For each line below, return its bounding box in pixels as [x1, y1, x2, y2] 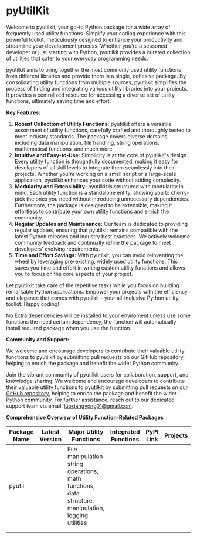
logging [67, 511, 89, 519]
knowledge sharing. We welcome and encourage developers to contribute [6, 377, 185, 384]
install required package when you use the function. [6, 324, 132, 331]
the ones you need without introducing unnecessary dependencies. [26, 195, 190, 202]
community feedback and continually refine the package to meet [14, 239, 171, 246]
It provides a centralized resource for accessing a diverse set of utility [6, 91, 175, 98]
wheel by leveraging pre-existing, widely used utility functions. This [14, 258, 178, 265]
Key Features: [6, 109, 41, 116]
